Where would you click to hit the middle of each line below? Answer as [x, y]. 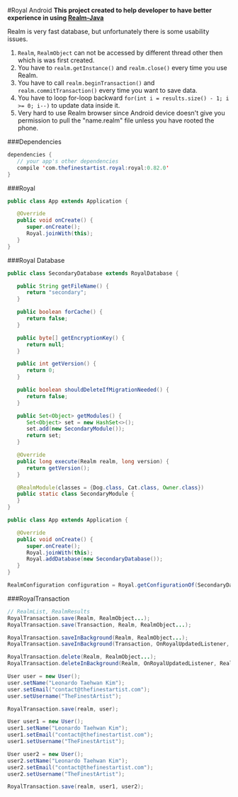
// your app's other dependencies [68, 161]
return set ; [44, 436]
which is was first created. [56, 60]
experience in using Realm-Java [56, 18]
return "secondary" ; [56, 293]
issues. [18, 39]
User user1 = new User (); [45, 722]
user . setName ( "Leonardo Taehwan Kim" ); [66, 683]
